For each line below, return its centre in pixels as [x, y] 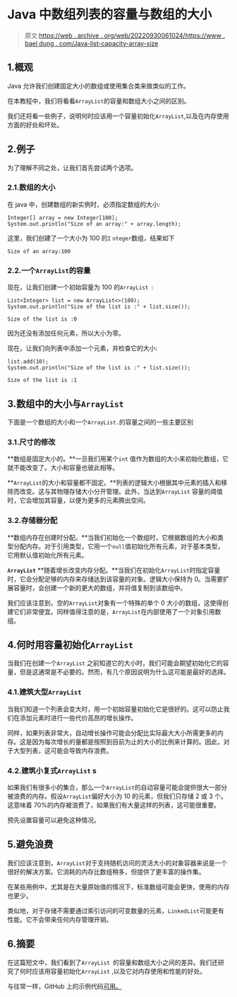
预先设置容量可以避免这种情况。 [54, 820]
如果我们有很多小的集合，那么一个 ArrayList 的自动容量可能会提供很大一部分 [117, 787]
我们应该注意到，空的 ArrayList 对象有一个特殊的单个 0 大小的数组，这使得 [115, 603]
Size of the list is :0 [42, 319]
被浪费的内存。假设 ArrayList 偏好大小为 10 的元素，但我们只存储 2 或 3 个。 [117, 796]
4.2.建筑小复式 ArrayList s [52, 771]
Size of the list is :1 [42, 380]
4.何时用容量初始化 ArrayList [71, 645]
